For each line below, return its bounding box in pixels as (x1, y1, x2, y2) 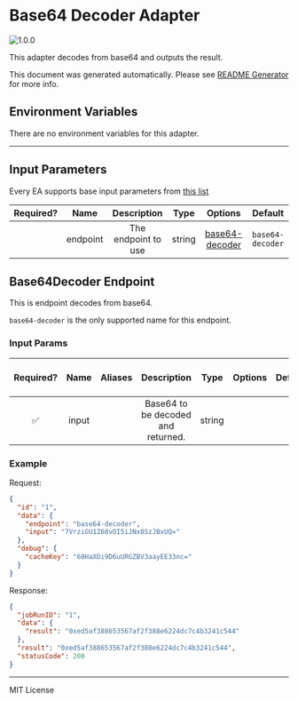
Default (252, 206, 285, 219)
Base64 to (145, 397, 188, 410)
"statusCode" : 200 (17, 651, 86, 660)
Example (9, 457, 48, 469)
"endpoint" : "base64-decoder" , (25, 519, 141, 529)
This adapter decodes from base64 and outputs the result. (9, 52, 223, 62)
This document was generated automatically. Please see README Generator (9, 68, 289, 80)
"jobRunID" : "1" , (17, 610, 82, 619)
